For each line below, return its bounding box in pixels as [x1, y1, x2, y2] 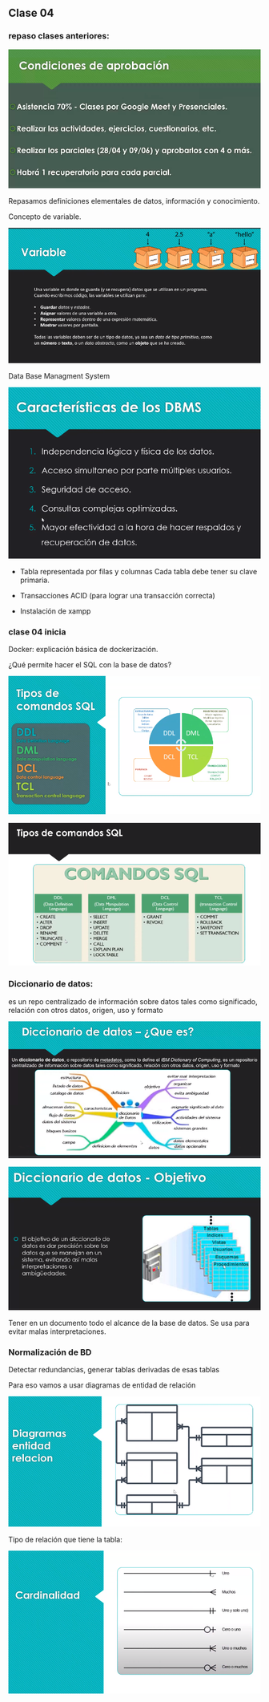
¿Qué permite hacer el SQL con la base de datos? [8, 660, 172, 670]
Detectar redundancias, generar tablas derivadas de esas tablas [8, 1365, 220, 1375]
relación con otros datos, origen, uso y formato [8, 1005, 164, 1015]
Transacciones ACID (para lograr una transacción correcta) [19, 590, 216, 600]
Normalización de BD [8, 1347, 92, 1358]
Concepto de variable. [8, 212, 82, 221]
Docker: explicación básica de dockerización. [8, 645, 159, 654]
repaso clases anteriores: [8, 30, 110, 42]
